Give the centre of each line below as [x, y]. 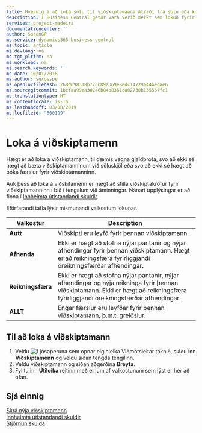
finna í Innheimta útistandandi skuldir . [53, 197]
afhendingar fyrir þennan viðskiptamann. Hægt [124, 251]
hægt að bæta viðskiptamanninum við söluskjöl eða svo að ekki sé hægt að [99, 166]
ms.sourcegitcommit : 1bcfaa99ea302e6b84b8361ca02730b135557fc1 [87, 90]
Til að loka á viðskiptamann [58, 337]
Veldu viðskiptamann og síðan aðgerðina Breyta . [75, 364]
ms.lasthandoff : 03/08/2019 [41, 107]
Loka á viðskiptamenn [62, 143]
